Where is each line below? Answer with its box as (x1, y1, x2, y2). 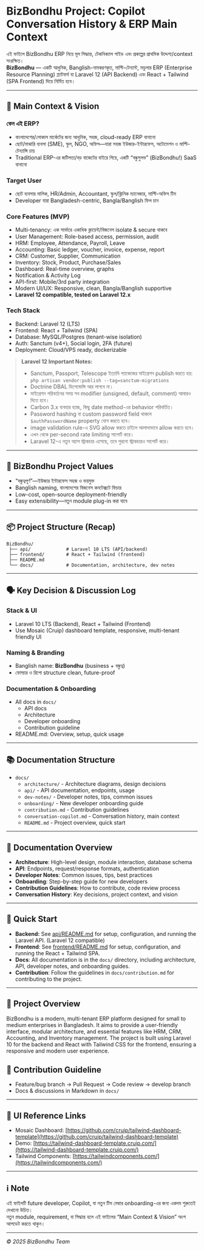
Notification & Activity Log (15, 272, 81, 279)
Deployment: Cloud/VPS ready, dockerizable (15, 346, 127, 353)
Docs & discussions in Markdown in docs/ (15, 1087, 120, 1094)
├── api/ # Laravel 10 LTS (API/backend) (8, 546, 148, 552)
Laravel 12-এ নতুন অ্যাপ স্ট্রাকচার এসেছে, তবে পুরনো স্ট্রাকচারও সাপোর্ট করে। (30, 438, 170, 445)
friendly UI (15, 633, 42, 640)
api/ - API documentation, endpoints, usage (24, 787, 135, 794)
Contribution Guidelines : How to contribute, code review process (15, 884, 180, 891)
